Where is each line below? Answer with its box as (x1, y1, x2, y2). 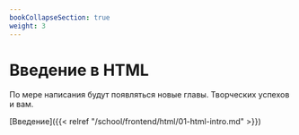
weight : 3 (9, 21, 47, 30)
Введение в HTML (9, 60, 150, 80)
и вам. (9, 99, 34, 110)
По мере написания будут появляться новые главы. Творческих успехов (9, 89, 290, 100)
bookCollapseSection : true (9, 13, 110, 22)
